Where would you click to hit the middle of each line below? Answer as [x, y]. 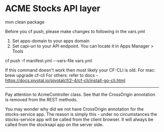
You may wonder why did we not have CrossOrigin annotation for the [74, 109]
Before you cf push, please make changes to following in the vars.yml [75, 31]
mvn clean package [25, 22]
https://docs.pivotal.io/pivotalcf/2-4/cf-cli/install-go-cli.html [65, 80]
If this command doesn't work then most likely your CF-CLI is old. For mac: [80, 70]
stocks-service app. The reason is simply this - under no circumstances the [81, 114]
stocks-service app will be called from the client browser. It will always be [79, 119]
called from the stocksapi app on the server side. [54, 124]
